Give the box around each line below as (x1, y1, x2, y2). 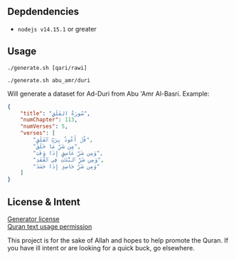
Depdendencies (7, 6, 80, 18)
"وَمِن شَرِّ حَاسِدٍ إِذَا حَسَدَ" (33, 163, 100, 170)
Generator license (7, 214, 60, 223)
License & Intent (7, 195, 80, 208)
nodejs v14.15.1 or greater (17, 24, 97, 33)
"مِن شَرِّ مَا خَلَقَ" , (33, 143, 81, 150)
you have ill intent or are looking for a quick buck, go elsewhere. (7, 243, 195, 252)
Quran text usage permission (7, 222, 92, 230)
